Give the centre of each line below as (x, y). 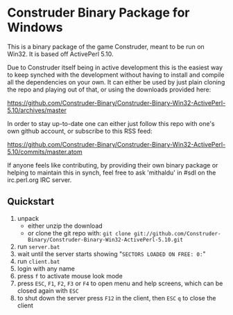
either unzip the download (65, 226)
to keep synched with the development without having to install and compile (116, 75)
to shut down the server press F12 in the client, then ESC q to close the (116, 298)
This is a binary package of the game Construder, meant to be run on (106, 46)
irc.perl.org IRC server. (40, 180)
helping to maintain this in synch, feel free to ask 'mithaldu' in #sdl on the (112, 172)
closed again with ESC (48, 290)
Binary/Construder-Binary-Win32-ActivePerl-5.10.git (105, 240)
